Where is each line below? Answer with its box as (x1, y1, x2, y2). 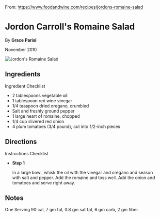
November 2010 (5, 46, 37, 53)
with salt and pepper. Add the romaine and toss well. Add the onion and (12, 175, 155, 181)
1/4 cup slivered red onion (12, 118, 64, 124)
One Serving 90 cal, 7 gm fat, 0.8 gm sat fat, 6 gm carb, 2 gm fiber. (5, 207, 139, 213)
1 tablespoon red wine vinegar (12, 97, 73, 104)
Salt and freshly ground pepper (12, 108, 75, 114)
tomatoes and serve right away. (12, 180, 75, 185)
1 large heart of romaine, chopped (12, 113, 80, 119)
